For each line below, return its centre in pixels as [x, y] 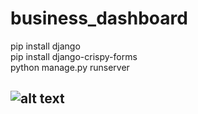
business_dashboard [99, 18]
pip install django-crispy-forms [74, 56]
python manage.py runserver [70, 67]
